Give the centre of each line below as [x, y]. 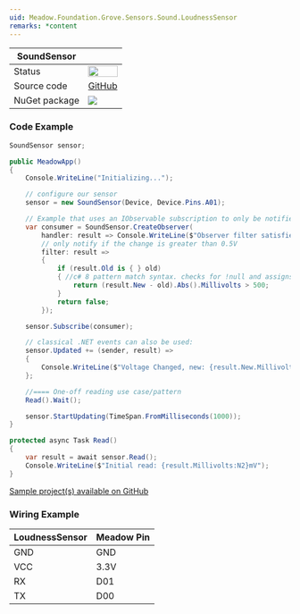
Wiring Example [45, 514]
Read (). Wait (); [54, 400]
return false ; [83, 302]
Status [27, 71]
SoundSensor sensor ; [48, 145]
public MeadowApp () [46, 162]
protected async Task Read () [63, 441]
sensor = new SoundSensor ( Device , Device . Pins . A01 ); [125, 203]
